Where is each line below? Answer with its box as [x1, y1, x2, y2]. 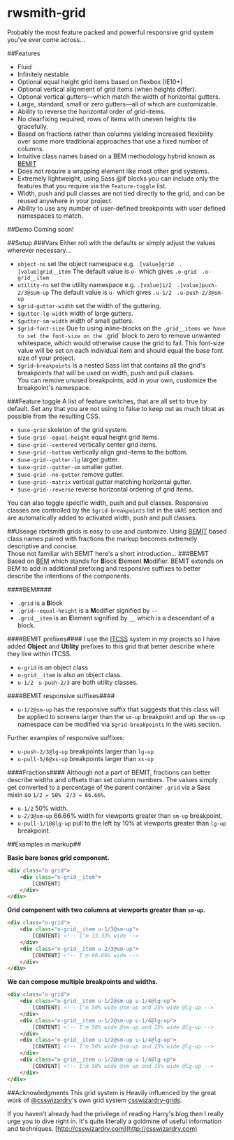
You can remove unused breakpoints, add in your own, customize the [17, 376, 217, 384]
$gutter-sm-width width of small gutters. [17, 317, 134, 325]
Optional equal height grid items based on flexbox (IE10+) [17, 77, 183, 85]
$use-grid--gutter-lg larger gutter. [17, 455, 119, 464]
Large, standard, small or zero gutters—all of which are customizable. [17, 99, 218, 108]
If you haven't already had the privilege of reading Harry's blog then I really [7, 1109, 224, 1118]
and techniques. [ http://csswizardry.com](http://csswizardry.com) [7, 1124, 198, 1132]
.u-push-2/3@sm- [177, 289, 224, 296]
